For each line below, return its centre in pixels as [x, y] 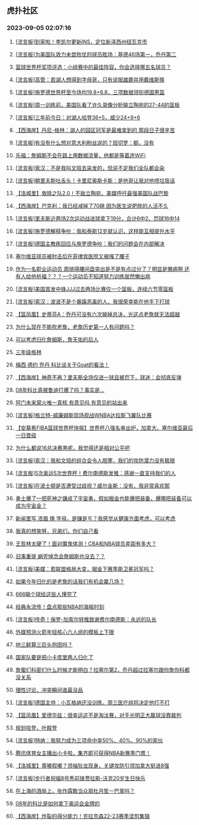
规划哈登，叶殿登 [36, 728]
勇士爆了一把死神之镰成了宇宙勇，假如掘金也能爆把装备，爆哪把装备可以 [103, 498]
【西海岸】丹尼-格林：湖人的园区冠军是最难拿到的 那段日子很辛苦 [95, 130]
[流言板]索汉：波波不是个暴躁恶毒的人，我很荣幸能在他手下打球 [93, 301]
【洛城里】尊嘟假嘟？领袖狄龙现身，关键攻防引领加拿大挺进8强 [92, 766]
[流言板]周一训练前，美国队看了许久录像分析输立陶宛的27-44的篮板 [97, 105]
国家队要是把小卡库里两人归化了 [54, 657]
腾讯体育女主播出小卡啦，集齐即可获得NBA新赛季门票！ [83, 753]
